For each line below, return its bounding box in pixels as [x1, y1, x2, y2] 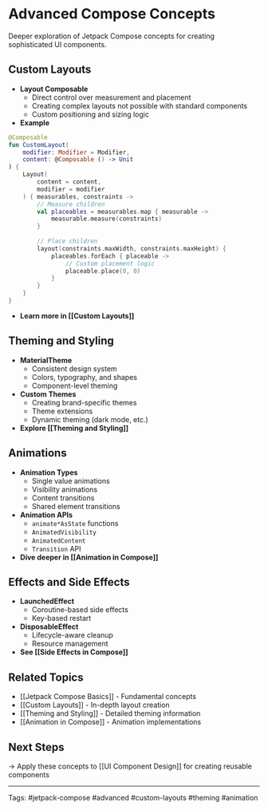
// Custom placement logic [65, 259, 156, 267]
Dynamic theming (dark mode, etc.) [31, 414, 149, 424]
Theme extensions [31, 406, 93, 416]
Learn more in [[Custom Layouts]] [19, 310, 135, 320]
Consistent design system [31, 364, 117, 373]
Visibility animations [31, 484, 98, 494]
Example [19, 117, 50, 128]
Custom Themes [19, 389, 77, 399]
